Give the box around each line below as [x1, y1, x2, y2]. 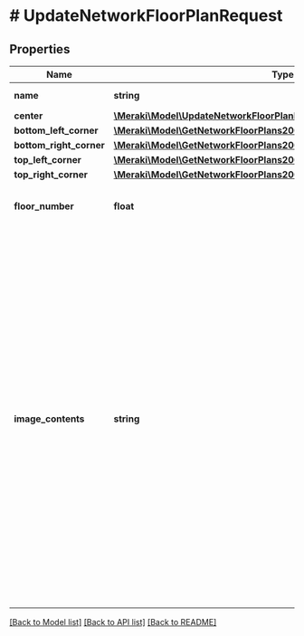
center [14, 109, 43, 122]
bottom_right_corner [14, 139, 106, 151]
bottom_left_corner [14, 124, 99, 137]
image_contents [14, 413, 85, 425]
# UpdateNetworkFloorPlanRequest [9, 5, 283, 26]
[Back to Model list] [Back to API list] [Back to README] [9, 617, 217, 627]
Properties [9, 42, 71, 57]
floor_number [14, 200, 74, 213]
